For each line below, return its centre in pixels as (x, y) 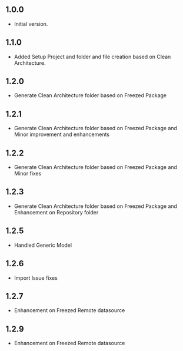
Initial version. (31, 24)
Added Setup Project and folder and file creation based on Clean (92, 57)
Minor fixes (28, 174)
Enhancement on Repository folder (56, 212)
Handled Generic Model (43, 245)
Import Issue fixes (36, 278)
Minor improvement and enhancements (62, 134)
